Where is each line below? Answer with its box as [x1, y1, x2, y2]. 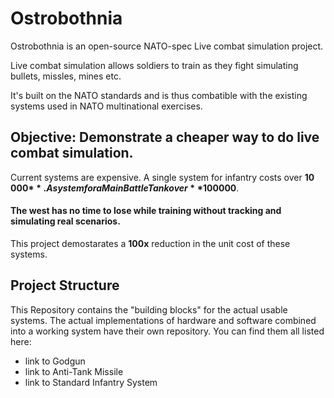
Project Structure [10, 277, 120, 294]
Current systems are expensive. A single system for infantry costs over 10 [10, 171, 315, 183]
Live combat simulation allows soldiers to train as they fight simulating [10, 59, 299, 71]
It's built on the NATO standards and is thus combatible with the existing [10, 89, 308, 101]
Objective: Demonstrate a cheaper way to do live [10, 129, 320, 146]
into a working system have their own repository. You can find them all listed [10, 325, 325, 337]
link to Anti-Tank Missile [24, 365, 124, 377]
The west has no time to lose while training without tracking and [10, 205, 282, 217]
